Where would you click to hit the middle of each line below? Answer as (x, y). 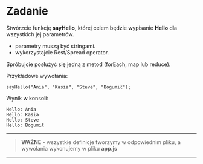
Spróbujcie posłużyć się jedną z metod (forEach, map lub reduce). (89, 64)
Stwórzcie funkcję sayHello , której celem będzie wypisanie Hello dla (92, 28)
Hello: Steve (23, 120)
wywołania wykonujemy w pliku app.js (69, 148)
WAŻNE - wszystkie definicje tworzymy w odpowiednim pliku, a (101, 142)
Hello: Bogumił (25, 125)
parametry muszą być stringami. (55, 46)
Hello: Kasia (23, 114)
